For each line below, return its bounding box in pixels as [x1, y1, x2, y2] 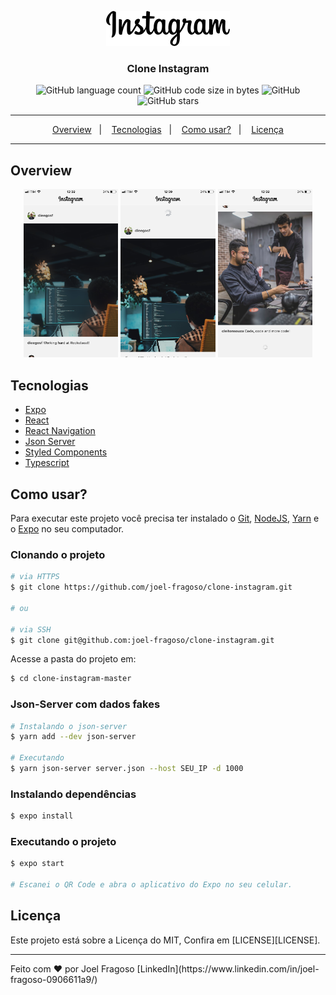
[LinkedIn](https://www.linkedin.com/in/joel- [136, 962, 320, 975]
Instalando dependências [10, 787, 137, 801]
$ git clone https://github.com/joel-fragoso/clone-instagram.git [10, 582, 293, 593]
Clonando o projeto [10, 547, 106, 561]
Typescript [24, 457, 70, 469]
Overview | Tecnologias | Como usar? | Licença [52, 124, 284, 136]
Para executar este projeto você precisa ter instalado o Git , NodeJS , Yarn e [10, 512, 320, 524]
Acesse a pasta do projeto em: [10, 653, 137, 665]
